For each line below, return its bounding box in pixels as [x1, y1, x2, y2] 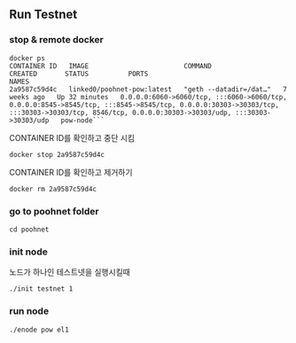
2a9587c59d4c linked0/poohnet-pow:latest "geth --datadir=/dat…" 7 [9, 84, 288, 94]
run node [9, 305, 50, 317]
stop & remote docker [9, 34, 104, 46]
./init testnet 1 [9, 285, 74, 293]
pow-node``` [60, 115, 105, 125]
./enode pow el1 [9, 325, 69, 334]
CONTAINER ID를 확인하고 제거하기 [9, 167, 133, 177]
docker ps [9, 53, 46, 63]
